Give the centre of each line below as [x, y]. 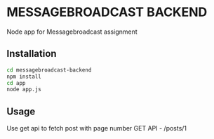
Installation [32, 54]
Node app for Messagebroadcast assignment [72, 32]
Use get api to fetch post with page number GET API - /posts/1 [97, 128]
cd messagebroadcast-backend [49, 70]
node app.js [24, 90]
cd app [16, 83]
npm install [24, 77]
